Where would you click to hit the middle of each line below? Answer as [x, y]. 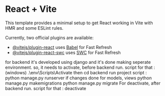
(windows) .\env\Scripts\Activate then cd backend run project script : [76, 72]
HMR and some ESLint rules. [34, 28]
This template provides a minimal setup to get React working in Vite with [79, 23]
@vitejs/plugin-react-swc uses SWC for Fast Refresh [66, 52]
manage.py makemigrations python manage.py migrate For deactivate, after [83, 83]
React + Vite [31, 9]
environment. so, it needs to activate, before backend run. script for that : [80, 67]
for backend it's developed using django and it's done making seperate [78, 62]
